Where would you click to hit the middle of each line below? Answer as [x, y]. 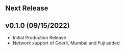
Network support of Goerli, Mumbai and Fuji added [66, 43]
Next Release [27, 8]
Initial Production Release [39, 38]
